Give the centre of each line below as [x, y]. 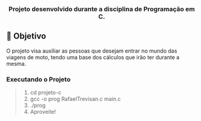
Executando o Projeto [38, 79]
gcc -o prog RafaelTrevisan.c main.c [75, 99]
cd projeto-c [46, 93]
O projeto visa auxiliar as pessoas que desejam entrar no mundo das [92, 51]
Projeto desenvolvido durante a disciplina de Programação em [102, 9]
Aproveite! [43, 112]
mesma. [16, 64]
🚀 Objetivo [26, 36]
